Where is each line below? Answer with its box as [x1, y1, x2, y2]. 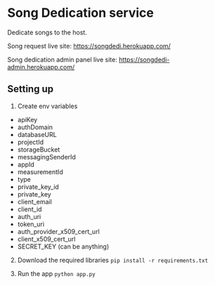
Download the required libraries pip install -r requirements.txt [17, 256, 209, 264]
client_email [17, 197, 53, 206]
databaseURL [17, 130, 58, 138]
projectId [17, 138, 44, 146]
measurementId [17, 167, 63, 176]
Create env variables [17, 102, 78, 110]
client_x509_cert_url [17, 234, 76, 243]
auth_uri [17, 212, 41, 220]
